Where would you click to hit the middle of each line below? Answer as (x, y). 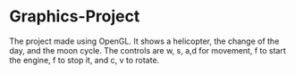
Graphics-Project (75, 16)
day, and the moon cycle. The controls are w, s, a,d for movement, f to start (147, 50)
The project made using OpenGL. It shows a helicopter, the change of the (144, 41)
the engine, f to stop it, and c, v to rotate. (84, 60)
